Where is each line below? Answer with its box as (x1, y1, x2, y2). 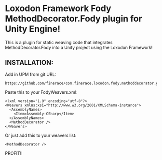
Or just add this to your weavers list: (5, 132, 77, 138)
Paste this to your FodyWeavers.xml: (5, 89, 78, 95)
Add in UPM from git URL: (5, 71, 56, 77)
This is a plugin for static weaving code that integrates (5, 39, 113, 45)
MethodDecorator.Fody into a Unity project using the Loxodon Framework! (5, 44, 153, 50)
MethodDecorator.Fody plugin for (5, 13, 142, 24)
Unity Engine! (5, 24, 61, 34)
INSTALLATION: (5, 58, 54, 67)
